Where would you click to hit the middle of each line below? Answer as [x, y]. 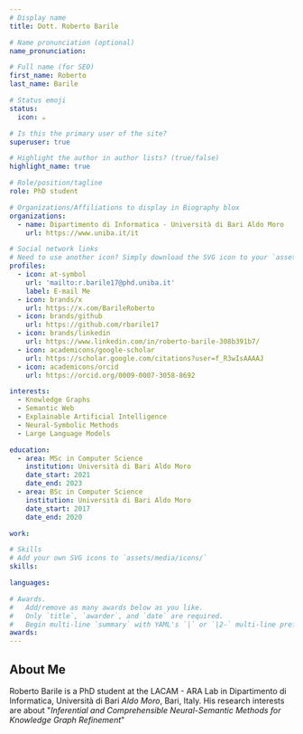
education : [30, 450]
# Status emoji [38, 100]
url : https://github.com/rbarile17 [92, 325]
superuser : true [40, 142]
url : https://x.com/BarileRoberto [90, 308]
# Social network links [54, 249]
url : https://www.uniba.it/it [83, 233]
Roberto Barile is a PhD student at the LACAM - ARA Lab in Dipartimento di [148, 691]
